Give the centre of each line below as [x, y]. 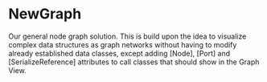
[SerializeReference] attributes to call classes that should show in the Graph [134, 62]
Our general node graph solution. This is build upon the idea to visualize [127, 36]
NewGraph [45, 14]
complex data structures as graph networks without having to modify [123, 44]
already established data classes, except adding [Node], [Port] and [119, 53]
